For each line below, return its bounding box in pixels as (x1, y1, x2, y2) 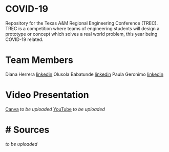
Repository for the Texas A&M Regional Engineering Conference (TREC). (5, 20, 158, 26)
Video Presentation (5, 89, 90, 101)
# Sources (5, 124, 50, 136)
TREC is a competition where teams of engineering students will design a (5, 25, 160, 31)
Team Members (5, 54, 73, 66)
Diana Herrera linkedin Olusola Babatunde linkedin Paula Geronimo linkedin (5, 71, 164, 77)
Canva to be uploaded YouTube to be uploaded (5, 106, 105, 112)
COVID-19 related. (5, 36, 44, 42)
